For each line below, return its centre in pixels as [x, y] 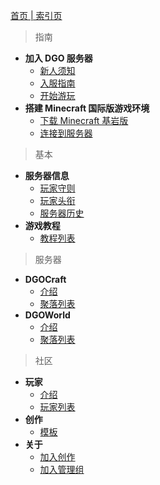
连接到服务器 [66, 133]
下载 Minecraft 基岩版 [84, 120]
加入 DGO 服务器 [58, 58]
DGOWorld [47, 315]
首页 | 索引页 [36, 15]
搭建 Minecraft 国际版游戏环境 [87, 108]
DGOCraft [45, 279]
